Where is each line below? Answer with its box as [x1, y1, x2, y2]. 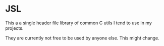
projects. [5, 25, 24, 31]
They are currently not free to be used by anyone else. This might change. [5, 35, 160, 41]
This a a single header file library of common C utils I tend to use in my [5, 20, 152, 26]
